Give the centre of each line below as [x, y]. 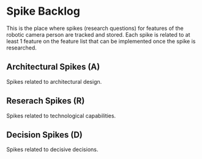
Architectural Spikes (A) [53, 67]
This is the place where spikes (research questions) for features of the [95, 28]
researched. [21, 48]
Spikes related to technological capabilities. [61, 116]
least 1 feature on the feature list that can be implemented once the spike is [101, 41]
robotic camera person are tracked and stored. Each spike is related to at [98, 34]
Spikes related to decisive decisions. [52, 150]
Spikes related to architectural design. [54, 81]
